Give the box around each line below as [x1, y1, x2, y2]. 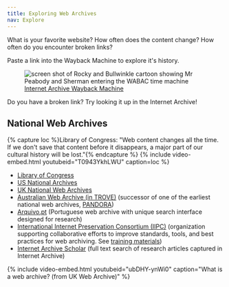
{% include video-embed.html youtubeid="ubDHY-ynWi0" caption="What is [7, 265, 223, 273]
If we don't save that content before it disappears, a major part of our [7, 143, 204, 152]
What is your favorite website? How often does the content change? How [7, 35, 215, 43]
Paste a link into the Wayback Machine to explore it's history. [7, 56, 179, 64]
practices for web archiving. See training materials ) [17, 237, 162, 246]
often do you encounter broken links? [7, 43, 113, 51]
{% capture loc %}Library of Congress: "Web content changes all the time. [7, 136, 219, 144]
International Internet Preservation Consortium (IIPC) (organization [17, 222, 206, 231]
